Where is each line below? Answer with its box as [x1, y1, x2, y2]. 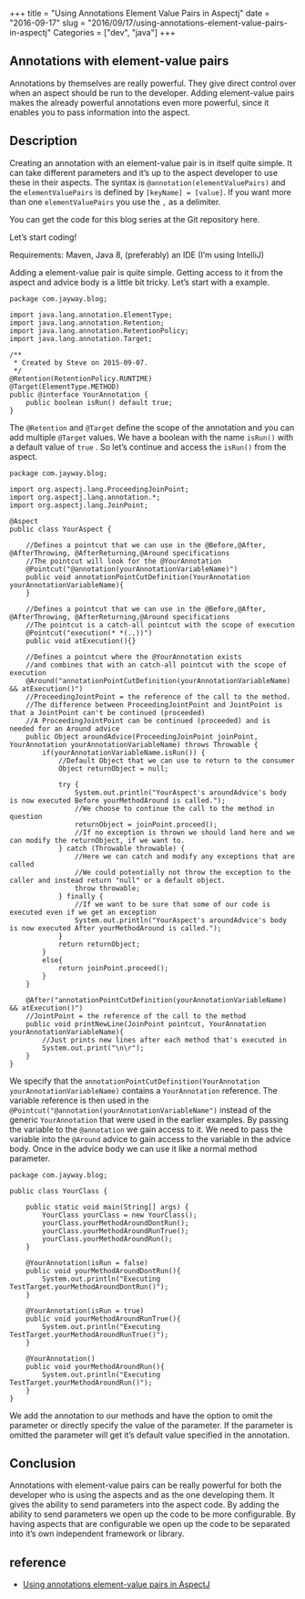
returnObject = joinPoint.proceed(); [74, 820, 219, 829]
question [9, 812, 43, 821]
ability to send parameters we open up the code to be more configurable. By [9, 1509, 296, 1520]
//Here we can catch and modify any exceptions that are [74, 852, 296, 861]
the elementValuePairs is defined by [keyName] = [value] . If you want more [9, 186, 291, 197]
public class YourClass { [9, 1186, 107, 1196]
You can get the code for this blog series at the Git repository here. [9, 213, 260, 224]
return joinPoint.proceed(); [57, 963, 169, 972]
